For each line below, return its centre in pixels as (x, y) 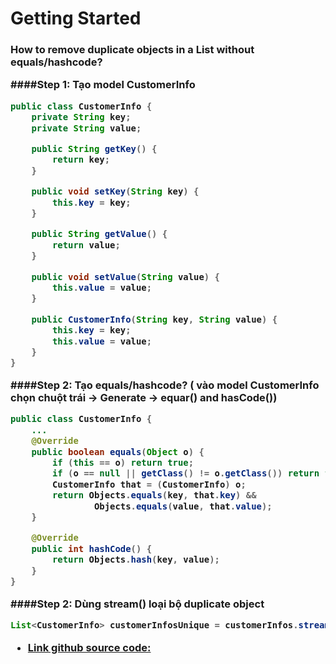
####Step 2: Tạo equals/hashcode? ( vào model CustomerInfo (165, 385)
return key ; (81, 160)
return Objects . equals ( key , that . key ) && (154, 495)
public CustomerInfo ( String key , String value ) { (154, 319)
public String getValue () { (99, 234)
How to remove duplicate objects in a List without (132, 50)
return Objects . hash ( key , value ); (135, 560)
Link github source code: (89, 647)
